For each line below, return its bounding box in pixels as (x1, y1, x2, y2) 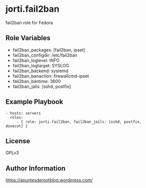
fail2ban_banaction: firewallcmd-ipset (12, 73, 89, 79)
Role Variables (5, 34, 50, 42)
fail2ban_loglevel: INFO (12, 57, 60, 63)
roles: (10, 115, 24, 120)
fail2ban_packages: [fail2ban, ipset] (12, 47, 85, 53)
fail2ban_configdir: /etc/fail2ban (12, 52, 77, 58)
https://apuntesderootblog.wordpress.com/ (5, 177, 93, 183)
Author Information (5, 164, 66, 172)
